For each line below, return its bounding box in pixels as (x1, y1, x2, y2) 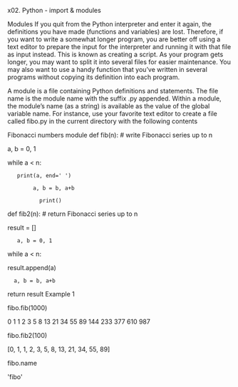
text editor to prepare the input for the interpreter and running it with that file (7, 43, 232, 51)
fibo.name (7, 359, 38, 367)
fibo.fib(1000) (7, 304, 48, 312)
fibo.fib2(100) (7, 331, 48, 339)
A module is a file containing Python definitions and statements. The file (7, 87, 219, 95)
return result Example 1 (7, 290, 75, 298)
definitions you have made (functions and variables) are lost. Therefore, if (7, 28, 224, 36)
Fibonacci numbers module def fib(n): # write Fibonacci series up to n (7, 131, 213, 139)
